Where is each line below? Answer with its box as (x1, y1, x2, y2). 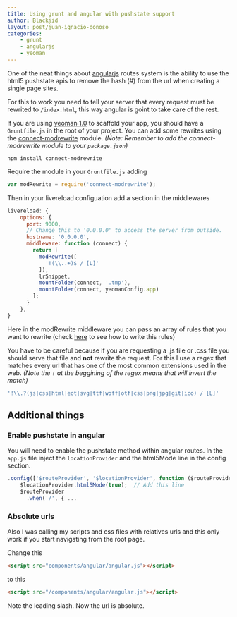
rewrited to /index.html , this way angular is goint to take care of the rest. (7, 105, 219, 114)
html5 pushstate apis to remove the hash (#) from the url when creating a (7, 76, 220, 85)
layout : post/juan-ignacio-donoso (7, 23, 109, 30)
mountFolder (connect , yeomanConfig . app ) (38, 286, 159, 293)
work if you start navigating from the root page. (7, 534, 145, 543)
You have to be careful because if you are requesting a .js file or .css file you (7, 346, 230, 355)
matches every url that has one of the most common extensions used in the (7, 361, 227, 369)
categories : (7, 30, 42, 37)
